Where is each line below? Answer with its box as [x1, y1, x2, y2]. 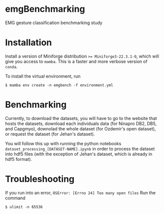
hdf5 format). [5, 156, 32, 162]
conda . [5, 63, 18, 69]
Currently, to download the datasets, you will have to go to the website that [5, 115, 157, 121]
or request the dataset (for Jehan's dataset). [5, 131, 95, 137]
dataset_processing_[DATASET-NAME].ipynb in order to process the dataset [5, 146, 155, 152]
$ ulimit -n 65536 [5, 204, 43, 210]
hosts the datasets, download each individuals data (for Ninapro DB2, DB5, [5, 121, 157, 126]
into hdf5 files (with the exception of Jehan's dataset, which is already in [5, 151, 153, 157]
